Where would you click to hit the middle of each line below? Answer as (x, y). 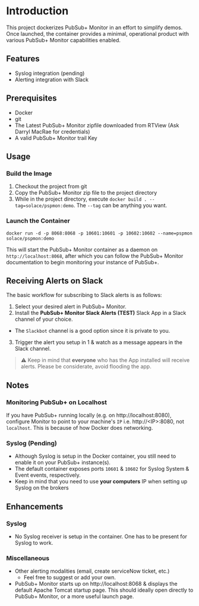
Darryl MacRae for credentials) (52, 132)
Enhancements (35, 506)
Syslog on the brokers (42, 488)
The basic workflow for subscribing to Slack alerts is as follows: (84, 295)
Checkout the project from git (51, 186)
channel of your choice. (44, 319)
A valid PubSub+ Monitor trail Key (56, 138)
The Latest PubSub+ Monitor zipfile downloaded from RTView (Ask (97, 125)
